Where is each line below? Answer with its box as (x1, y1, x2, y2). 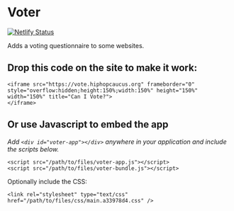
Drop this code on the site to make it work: (7, 62, 197, 74)
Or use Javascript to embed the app (7, 118, 169, 131)
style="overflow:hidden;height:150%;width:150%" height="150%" (7, 86, 199, 94)
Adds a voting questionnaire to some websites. (7, 41, 145, 50)
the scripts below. (7, 144, 60, 153)
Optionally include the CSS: (7, 177, 87, 186)
